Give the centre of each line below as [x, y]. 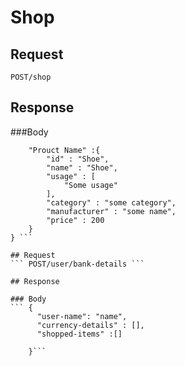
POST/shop [31, 77]
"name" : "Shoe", [82, 167]
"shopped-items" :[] [79, 334]
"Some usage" [90, 185]
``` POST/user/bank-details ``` [77, 264]
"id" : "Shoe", [78, 159]
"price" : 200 [75, 220]
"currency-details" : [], [90, 325]
